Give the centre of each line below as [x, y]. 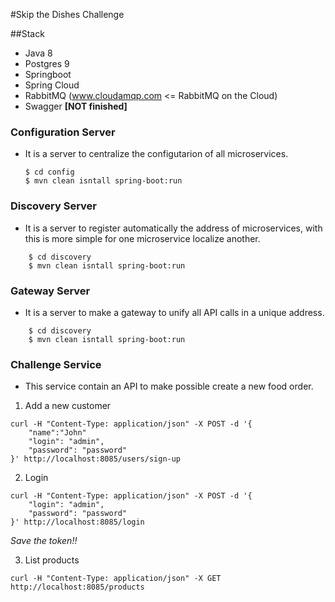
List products [52, 560]
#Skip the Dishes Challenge [67, 14]
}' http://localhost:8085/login [77, 522]
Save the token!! [44, 541]
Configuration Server [63, 132]
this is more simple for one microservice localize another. [142, 238]
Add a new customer [68, 406]
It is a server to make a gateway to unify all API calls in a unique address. [174, 312]
